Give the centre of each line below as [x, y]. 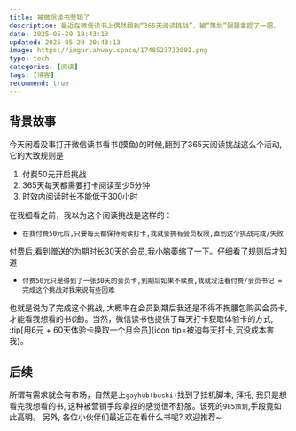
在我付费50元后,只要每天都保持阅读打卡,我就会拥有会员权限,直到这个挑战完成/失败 [152, 234]
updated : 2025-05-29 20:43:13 [65, 42]
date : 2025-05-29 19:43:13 [59, 34]
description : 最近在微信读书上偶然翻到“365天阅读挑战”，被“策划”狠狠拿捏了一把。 [145, 26]
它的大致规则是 [36, 155]
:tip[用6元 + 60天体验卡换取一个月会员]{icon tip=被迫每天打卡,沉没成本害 [142, 330]
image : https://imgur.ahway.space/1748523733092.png [109, 51]
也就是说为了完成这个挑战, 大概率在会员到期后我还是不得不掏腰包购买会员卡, [148, 308]
